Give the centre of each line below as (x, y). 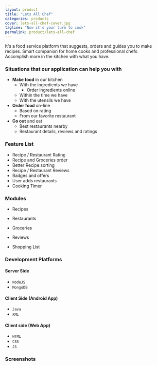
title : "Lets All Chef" (29, 14)
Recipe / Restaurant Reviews (41, 170)
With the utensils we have (45, 100)
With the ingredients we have (49, 85)
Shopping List (26, 247)
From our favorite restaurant (48, 116)
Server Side (17, 271)
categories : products (27, 19)
